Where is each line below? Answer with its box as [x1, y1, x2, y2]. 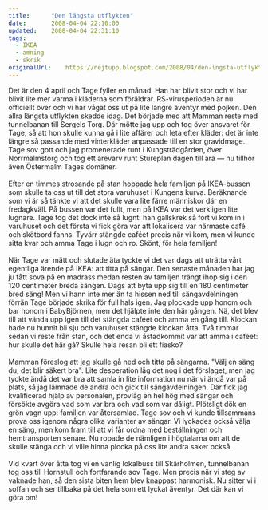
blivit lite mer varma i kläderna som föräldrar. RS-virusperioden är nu [8, 93, 234, 104]
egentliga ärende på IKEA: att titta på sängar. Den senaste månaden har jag [8, 263, 255, 273]
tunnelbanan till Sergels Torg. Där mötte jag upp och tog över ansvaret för [8, 119, 250, 128]
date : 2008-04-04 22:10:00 [8, 19, 120, 27]
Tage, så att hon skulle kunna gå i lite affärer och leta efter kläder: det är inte [8, 128, 259, 137]
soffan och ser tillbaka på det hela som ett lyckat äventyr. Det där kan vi [8, 484, 244, 493]
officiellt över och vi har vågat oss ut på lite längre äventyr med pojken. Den [8, 102, 257, 112]
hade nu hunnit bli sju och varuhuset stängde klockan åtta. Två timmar [8, 322, 239, 332]
